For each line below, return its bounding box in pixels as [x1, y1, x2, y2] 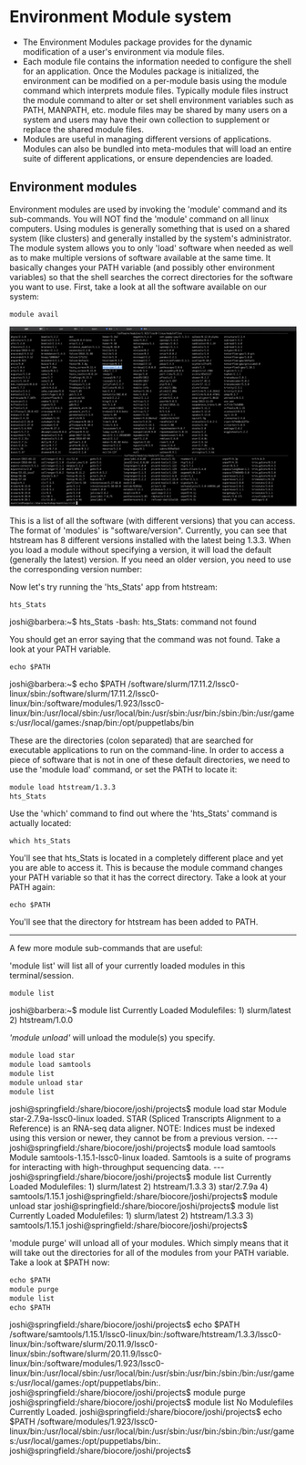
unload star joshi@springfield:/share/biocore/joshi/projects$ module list [9, 1200, 280, 1211]
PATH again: [9, 881, 56, 892]
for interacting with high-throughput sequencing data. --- [9, 1161, 225, 1172]
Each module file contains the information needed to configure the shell [22, 56, 291, 67]
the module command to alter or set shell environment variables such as [22, 94, 294, 106]
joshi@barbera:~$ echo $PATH [9, 678, 127, 689]
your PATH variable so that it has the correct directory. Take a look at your [9, 872, 287, 883]
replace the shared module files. [22, 123, 144, 134]
